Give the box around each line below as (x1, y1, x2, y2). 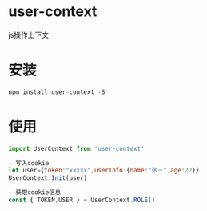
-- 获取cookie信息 (8, 189, 62, 197)
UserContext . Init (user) (8, 174, 88, 182)
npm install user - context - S (8, 87, 105, 96)
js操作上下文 (8, 30, 50, 39)
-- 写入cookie (8, 159, 50, 167)
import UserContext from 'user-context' (8, 144, 145, 152)
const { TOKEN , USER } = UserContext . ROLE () (8, 196, 156, 205)
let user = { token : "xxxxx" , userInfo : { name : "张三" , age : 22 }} (8, 167, 200, 175)
